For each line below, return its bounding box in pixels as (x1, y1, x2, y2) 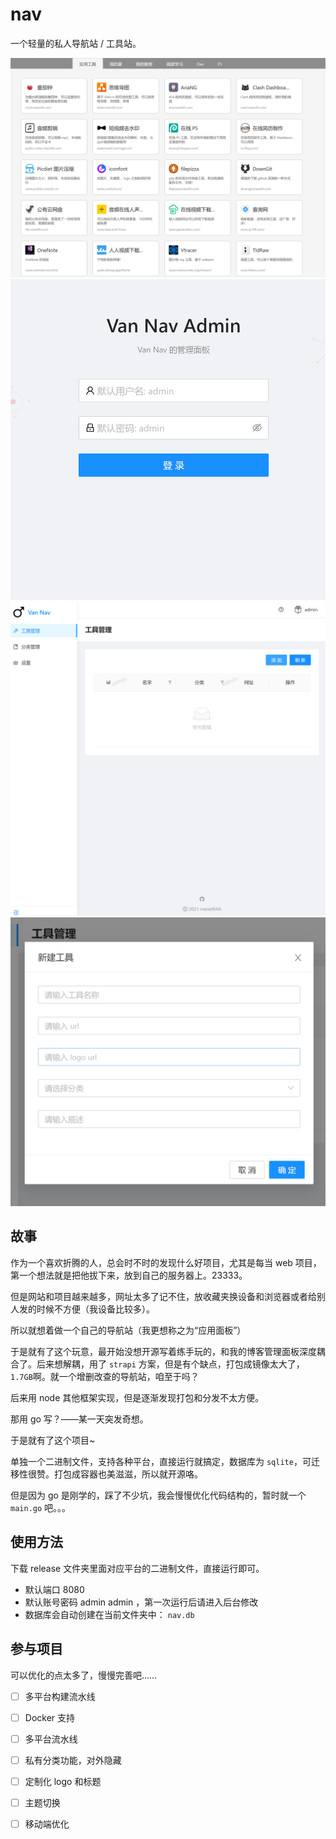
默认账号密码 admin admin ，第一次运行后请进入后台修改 (24, 1596, 259, 1608)
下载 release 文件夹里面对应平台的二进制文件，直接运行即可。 (10, 1562, 265, 1574)
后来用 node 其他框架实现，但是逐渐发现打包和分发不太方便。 (10, 1391, 265, 1403)
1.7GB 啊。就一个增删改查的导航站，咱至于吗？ (10, 1370, 200, 1382)
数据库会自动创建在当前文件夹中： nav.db (24, 1608, 195, 1620)
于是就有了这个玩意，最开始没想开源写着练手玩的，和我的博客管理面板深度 (10, 1345, 317, 1357)
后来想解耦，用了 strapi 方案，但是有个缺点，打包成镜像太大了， (36, 1358, 305, 1370)
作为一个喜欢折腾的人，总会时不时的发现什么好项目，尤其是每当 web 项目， (10, 1256, 322, 1268)
